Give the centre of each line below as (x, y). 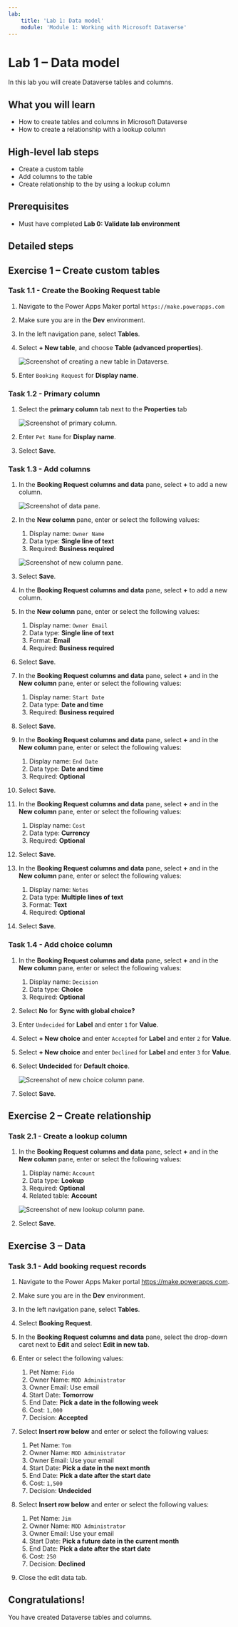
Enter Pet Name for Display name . (67, 437)
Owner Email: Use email (64, 1387)
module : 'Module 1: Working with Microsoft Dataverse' (104, 27)
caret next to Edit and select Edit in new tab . (84, 1345)
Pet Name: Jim (50, 1519)
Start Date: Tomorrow (61, 1395)
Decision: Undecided (60, 1491)
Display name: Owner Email (68, 625)
